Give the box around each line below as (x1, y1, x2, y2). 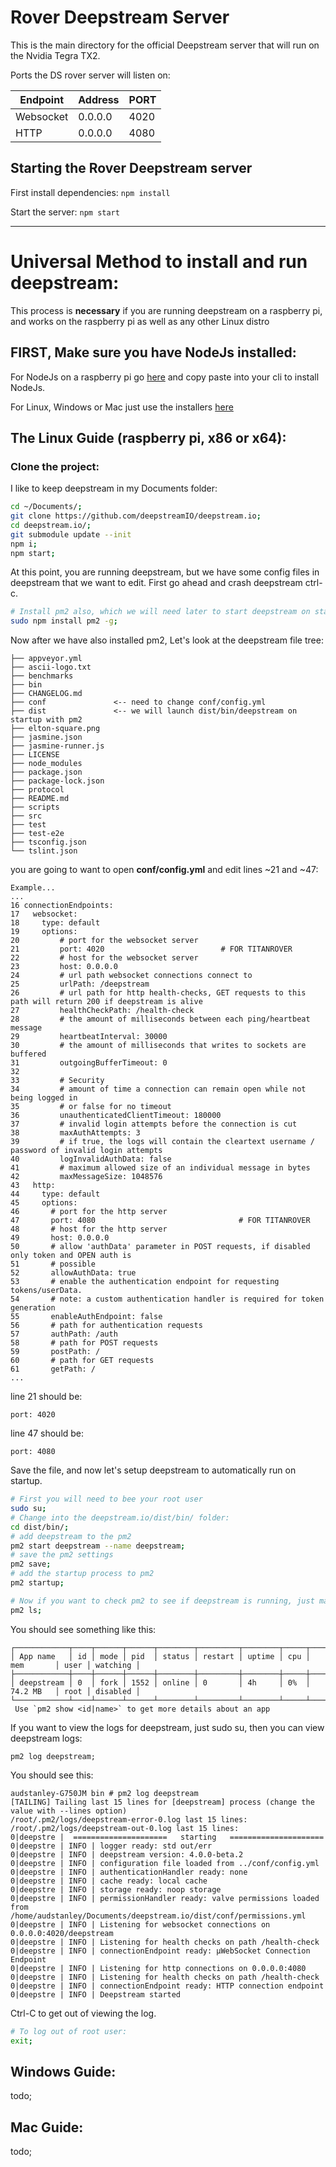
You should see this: (10, 1769, 94, 1781)
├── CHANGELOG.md (10, 689, 83, 699)
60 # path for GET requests (10, 1356, 155, 1366)
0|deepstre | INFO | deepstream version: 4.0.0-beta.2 (10, 1849, 244, 1860)
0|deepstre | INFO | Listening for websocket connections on (10, 1919, 271, 1930)
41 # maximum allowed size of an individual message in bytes (10, 1163, 311, 1173)
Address (78, 92, 120, 106)
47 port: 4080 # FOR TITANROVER (10, 1216, 311, 1226)
